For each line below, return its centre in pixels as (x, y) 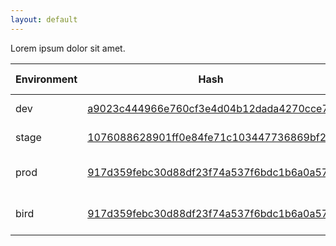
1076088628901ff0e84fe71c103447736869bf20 (210, 137)
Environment (46, 79)
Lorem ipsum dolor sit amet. (68, 48)
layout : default (44, 19)
